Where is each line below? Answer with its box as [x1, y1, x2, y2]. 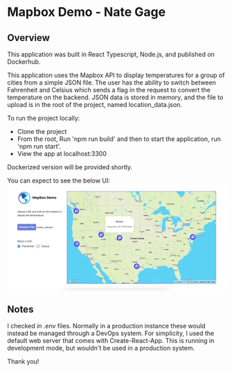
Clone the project [17, 128, 67, 135]
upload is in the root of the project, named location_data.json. [7, 101, 182, 108]
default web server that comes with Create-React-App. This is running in [7, 337, 215, 345]
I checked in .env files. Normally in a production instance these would [7, 322, 206, 330]
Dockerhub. [7, 58, 41, 66]
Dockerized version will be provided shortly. [7, 163, 133, 171]
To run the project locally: [7, 114, 80, 122]
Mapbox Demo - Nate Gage [7, 4, 166, 20]
